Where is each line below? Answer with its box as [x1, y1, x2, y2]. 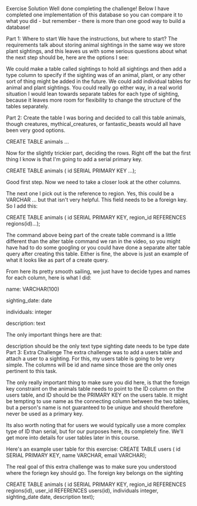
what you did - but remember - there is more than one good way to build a [6, 18, 186, 24]
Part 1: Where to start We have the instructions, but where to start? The [6, 35, 178, 42]
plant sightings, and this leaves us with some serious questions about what [6, 48, 188, 55]
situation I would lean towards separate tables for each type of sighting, [6, 91, 180, 97]
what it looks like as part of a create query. [6, 257, 110, 264]
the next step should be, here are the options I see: [6, 54, 129, 61]
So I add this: [6, 202, 38, 209]
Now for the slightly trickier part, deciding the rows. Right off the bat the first [6, 149, 191, 157]
